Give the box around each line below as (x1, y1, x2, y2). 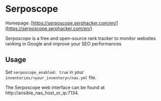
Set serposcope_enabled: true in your (5, 69, 84, 75)
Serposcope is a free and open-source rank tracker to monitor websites (5, 35, 156, 41)
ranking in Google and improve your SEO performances (5, 40, 122, 46)
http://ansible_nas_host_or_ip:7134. (5, 90, 79, 96)
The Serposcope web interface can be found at (5, 84, 105, 90)
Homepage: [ (5, 20, 33, 26)
